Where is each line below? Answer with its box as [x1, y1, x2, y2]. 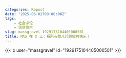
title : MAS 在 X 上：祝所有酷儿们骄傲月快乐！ [5, 34, 90, 39]
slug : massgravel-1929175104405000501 [5, 29, 84, 34]
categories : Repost [5, 7, 45, 12]
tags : [5, 16, 16, 21]
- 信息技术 [14, 25, 33, 30]
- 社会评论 [14, 20, 33, 26]
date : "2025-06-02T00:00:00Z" [5, 12, 67, 16]
